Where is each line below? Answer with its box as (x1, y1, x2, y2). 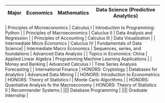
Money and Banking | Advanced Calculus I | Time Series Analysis (5, 61, 137, 67)
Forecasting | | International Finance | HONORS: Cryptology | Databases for (5, 66, 158, 72)
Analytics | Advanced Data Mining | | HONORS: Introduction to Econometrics (5, 72, 160, 77)
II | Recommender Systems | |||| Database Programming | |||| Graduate (5, 87, 148, 93)
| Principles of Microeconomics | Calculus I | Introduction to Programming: (5, 25, 155, 30)
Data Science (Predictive (96, 6, 156, 13)
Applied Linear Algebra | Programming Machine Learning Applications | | (5, 56, 152, 62)
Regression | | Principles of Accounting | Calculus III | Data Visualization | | (5, 35, 156, 41)
